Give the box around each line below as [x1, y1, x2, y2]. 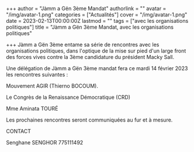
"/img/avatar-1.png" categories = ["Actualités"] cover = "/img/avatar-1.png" [6, 11, 188, 18]
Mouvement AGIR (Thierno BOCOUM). [6, 82, 98, 89]
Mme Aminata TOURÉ [6, 105, 58, 112]
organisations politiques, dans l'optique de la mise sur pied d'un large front [6, 47, 186, 54]
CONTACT [6, 128, 31, 134]
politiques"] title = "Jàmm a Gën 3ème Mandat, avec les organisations [6, 23, 174, 30]
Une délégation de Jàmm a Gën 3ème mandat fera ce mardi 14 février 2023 [6, 65, 188, 72]
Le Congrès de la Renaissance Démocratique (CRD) [6, 94, 130, 101]
